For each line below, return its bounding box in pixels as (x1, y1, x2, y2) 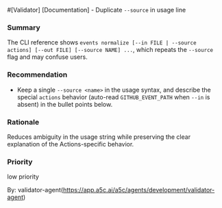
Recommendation (7, 70, 68, 79)
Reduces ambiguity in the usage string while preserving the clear (7, 133, 190, 141)
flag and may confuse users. (7, 53, 88, 61)
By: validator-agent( (7, 186, 64, 194)
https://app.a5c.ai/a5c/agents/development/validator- (62, 186, 215, 194)
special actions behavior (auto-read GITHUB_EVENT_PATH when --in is (16, 92, 210, 101)
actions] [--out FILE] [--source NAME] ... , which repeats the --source (7, 46, 214, 54)
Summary (7, 23, 41, 32)
